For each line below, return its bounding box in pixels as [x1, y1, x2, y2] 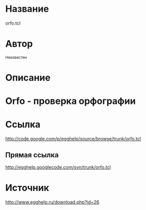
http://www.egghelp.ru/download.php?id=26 [5, 199, 100, 205]
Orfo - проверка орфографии [5, 95, 136, 107]
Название [5, 3, 49, 15]
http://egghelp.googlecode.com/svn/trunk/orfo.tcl [5, 164, 111, 170]
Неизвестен [5, 55, 27, 60]
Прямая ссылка [5, 151, 59, 159]
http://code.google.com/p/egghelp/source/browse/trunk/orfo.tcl [5, 136, 141, 142]
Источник [5, 182, 50, 194]
